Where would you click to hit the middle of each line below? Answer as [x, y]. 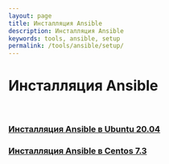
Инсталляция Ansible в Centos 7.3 [78, 150]
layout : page [30, 16]
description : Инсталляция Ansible [66, 31]
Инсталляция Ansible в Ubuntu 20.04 [84, 128]
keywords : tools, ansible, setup [64, 38]
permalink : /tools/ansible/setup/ [66, 46]
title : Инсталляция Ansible [56, 23]
